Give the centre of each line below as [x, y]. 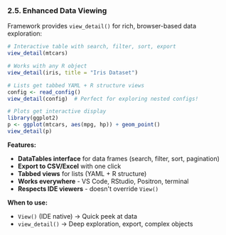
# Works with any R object [47, 66]
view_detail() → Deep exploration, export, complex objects [105, 224]
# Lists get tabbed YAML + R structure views [76, 85]
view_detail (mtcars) [38, 53]
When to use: [28, 202]
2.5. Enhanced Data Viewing [57, 11]
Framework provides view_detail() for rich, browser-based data [102, 26]
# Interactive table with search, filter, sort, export [92, 47]
